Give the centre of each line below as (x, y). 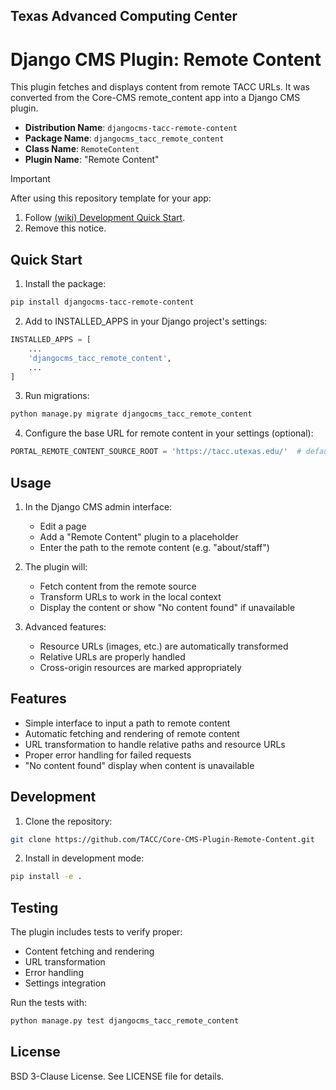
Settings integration (65, 983)
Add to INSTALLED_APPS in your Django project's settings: (146, 321)
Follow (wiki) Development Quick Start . (105, 218)
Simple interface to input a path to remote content (127, 723)
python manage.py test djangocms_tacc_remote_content (125, 1021)
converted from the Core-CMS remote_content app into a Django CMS (155, 98)
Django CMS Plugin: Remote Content (166, 59)
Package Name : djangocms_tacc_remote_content (124, 138)
